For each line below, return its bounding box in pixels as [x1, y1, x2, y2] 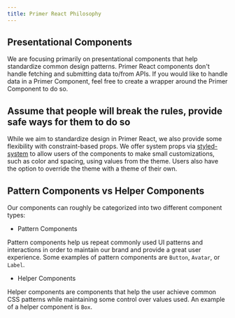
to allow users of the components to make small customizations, [29, 150, 215, 158]
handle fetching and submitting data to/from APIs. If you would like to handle [7, 69, 228, 78]
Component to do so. [7, 85, 69, 93]
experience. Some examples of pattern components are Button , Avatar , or [7, 253, 220, 262]
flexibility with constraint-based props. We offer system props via [7, 142, 196, 151]
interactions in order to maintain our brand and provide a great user [7, 246, 201, 254]
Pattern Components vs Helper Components [7, 185, 205, 197]
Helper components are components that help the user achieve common [7, 288, 217, 296]
